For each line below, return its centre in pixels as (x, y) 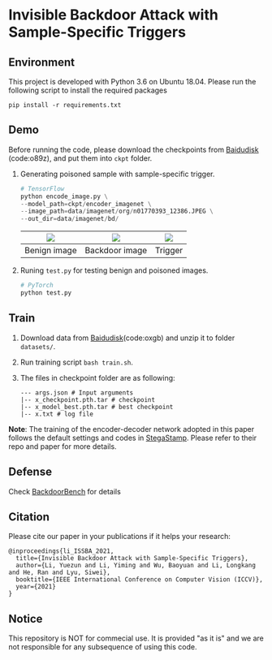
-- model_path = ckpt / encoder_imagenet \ (86, 204)
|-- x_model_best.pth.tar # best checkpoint (97, 407)
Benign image (50, 251)
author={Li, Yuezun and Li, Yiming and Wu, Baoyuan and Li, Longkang (136, 566)
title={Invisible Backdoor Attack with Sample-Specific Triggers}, (132, 559)
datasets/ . (38, 346)
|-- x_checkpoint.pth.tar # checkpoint (88, 399)
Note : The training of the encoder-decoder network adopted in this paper (131, 429)
